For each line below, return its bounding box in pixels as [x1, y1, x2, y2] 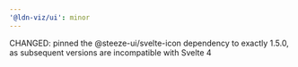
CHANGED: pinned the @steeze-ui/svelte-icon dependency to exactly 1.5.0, [9, 38, 289, 48]
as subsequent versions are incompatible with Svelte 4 [9, 46, 213, 58]
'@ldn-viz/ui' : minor [9, 13, 91, 22]
